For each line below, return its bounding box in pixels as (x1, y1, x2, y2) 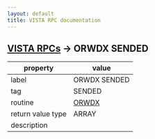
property (24, 64, 54, 73)
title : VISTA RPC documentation (7, 17, 101, 24)
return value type (10, 109, 67, 119)
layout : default (7, 10, 54, 17)
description (10, 120, 48, 130)
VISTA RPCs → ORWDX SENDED (7, 43, 149, 54)
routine (10, 98, 34, 108)
